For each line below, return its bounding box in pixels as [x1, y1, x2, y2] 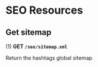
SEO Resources [5, 4, 84, 17]
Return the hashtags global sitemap [5, 55, 93, 61]
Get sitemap [5, 27, 52, 37]
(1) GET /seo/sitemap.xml [5, 43, 68, 50]
